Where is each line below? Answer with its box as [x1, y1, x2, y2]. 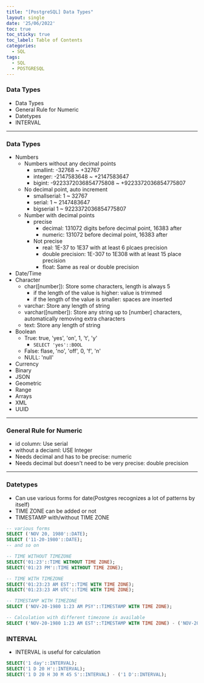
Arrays [15, 392, 32, 400]
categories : [6, 43, 36, 49]
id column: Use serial [15, 440, 68, 448]
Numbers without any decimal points [24, 159, 117, 167]
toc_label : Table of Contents [6, 37, 83, 43]
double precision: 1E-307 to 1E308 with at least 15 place [42, 250, 182, 257]
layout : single [6, 15, 45, 21]
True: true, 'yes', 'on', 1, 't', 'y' [24, 334, 98, 341]
